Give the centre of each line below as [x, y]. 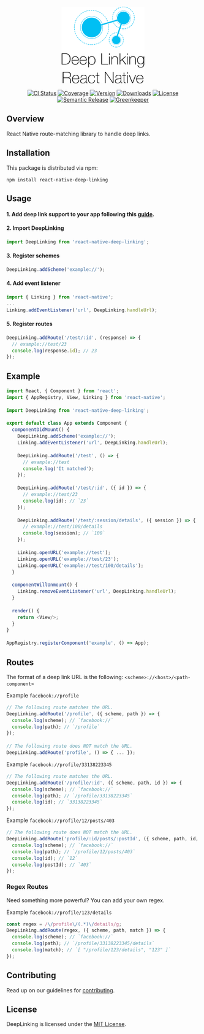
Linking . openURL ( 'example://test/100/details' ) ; [81, 565]
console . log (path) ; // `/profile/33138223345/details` [83, 944]
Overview [25, 119]
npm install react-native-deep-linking [57, 180]
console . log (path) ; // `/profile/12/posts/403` [74, 852]
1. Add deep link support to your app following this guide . [81, 214]
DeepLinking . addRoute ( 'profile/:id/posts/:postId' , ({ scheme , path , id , [103, 839]
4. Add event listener [33, 283]
